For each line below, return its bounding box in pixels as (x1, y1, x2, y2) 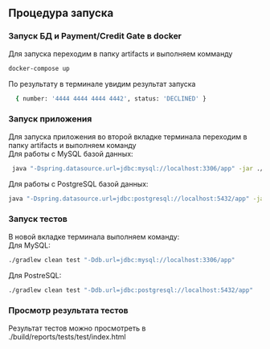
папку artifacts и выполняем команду (8, 140, 137, 150)
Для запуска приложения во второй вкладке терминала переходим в (8, 132, 247, 142)
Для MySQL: (8, 240, 51, 250)
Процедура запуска (8, 6, 114, 20)
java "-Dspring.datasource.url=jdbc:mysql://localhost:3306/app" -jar (11, 164, 253, 172)
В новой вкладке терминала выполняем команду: (8, 232, 180, 241)
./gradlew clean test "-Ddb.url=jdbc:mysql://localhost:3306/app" (8, 256, 235, 264)
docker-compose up (8, 64, 70, 72)
